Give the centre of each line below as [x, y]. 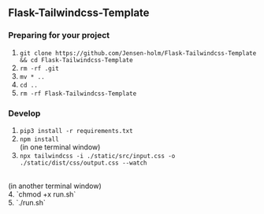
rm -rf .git [39, 68]
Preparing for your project [59, 35]
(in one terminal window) [60, 147]
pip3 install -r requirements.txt [76, 131]
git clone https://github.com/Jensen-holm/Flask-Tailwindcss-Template [138, 53]
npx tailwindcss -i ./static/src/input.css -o [97, 156]
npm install [39, 139]
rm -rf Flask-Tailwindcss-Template [78, 94]
